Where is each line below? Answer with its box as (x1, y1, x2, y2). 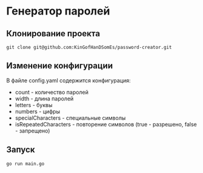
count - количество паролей (15, 88, 89, 96)
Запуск (6, 145, 35, 155)
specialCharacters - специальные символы (15, 114, 126, 122)
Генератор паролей (6, 4, 110, 18)
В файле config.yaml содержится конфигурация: (6, 77, 131, 84)
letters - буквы (15, 101, 53, 108)
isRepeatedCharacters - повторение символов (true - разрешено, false (15, 120, 197, 128)
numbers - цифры (15, 108, 61, 115)
